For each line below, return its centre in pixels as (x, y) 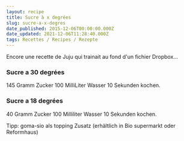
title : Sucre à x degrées (38, 17)
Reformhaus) (22, 132)
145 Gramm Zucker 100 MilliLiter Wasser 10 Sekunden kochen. (83, 85)
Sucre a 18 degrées (35, 101)
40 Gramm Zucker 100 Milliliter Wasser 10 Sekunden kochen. (82, 114)
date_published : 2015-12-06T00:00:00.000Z (60, 28)
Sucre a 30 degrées (35, 72)
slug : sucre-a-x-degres (36, 23)
